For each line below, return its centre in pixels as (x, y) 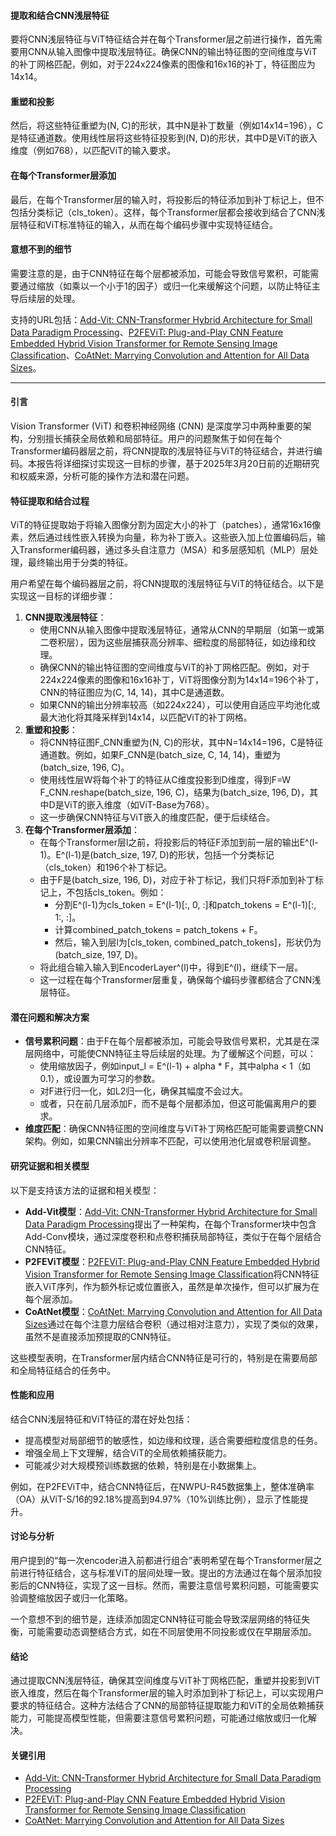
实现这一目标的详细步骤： (63, 596)
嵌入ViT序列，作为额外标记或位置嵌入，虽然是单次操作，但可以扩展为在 (172, 1286)
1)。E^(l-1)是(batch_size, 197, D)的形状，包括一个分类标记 (157, 855)
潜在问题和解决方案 (50, 1017)
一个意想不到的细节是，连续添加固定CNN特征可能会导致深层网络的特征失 (160, 1619)
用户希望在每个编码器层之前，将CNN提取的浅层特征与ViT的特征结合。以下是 (167, 584)
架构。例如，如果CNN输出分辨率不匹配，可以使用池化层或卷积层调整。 (170, 1141)
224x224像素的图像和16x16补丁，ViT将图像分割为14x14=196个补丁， (181, 680)
